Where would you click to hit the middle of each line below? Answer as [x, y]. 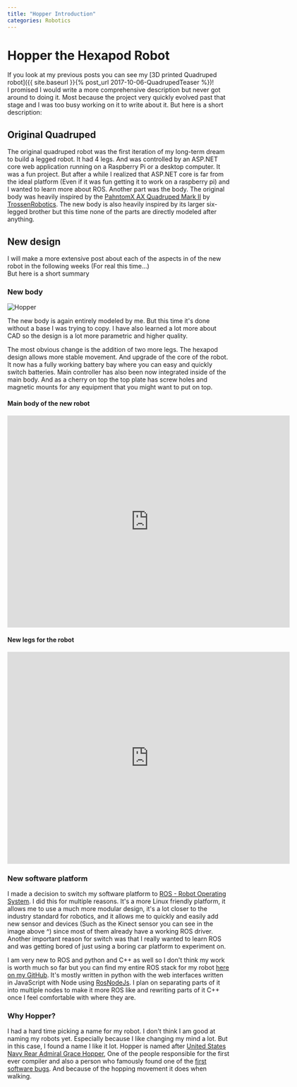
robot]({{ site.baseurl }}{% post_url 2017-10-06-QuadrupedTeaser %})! [111, 83]
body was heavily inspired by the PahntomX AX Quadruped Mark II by [109, 197]
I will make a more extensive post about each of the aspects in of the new [114, 259]
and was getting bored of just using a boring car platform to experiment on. [117, 946]
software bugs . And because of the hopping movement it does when [107, 1069]
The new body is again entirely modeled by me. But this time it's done [109, 321]
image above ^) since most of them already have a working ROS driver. [110, 932]
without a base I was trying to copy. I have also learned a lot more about [112, 329]
